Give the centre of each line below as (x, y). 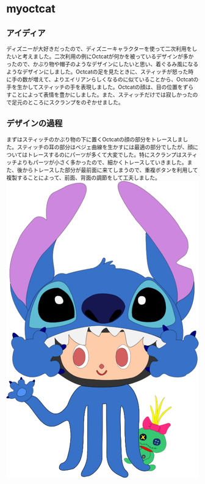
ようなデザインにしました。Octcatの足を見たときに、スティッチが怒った (97, 72)
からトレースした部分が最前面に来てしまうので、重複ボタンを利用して (110, 169)
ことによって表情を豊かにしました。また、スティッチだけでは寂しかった (102, 95)
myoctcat (31, 9)
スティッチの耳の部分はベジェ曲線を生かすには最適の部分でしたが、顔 (105, 147)
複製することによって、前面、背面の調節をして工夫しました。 (83, 177)
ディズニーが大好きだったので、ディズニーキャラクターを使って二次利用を (99, 49)
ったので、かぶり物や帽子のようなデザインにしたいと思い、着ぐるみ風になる (103, 64)
